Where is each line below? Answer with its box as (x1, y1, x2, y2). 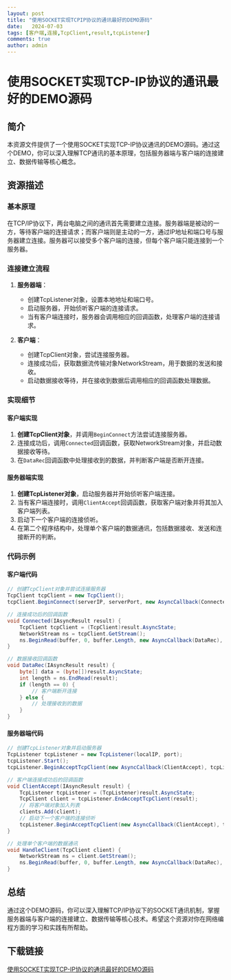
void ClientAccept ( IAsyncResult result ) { (7, 783, 131, 790)
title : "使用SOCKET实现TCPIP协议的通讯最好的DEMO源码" (7, 17, 153, 23)
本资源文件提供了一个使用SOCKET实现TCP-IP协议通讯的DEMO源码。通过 (7, 141, 214, 148)
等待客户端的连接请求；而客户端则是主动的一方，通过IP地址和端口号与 (19, 227, 218, 236)
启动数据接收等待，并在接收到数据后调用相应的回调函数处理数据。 (27, 376, 214, 385)
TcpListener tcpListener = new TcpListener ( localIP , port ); (7, 751, 184, 758)
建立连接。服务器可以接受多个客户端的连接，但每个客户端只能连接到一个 (19, 236, 224, 245)
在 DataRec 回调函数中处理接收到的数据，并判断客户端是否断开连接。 (16, 456, 208, 465)
